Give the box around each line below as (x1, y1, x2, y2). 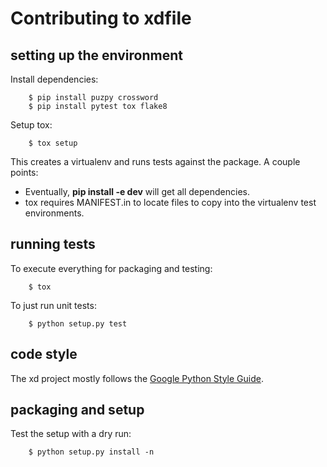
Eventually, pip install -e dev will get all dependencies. (24, 186, 250, 197)
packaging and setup (10, 402, 145, 419)
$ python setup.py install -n (28, 447, 155, 457)
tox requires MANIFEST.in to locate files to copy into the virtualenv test (24, 197, 317, 208)
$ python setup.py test (28, 318, 128, 329)
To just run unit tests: (10, 299, 97, 311)
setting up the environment (10, 47, 183, 64)
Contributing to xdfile (10, 7, 192, 30)
